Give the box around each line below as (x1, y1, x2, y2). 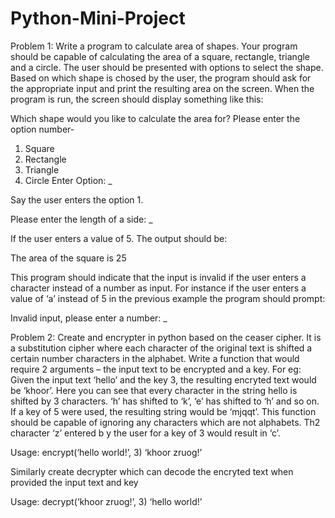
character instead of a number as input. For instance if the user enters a (10, 282, 307, 294)
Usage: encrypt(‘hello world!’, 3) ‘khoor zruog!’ (10, 446, 203, 458)
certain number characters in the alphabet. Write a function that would (10, 352, 300, 364)
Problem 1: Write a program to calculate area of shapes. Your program (10, 40, 298, 52)
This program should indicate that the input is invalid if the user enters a (10, 271, 307, 283)
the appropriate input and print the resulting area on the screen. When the (10, 82, 315, 94)
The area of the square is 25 (10, 252, 127, 264)
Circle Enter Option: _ (24, 174, 113, 186)
